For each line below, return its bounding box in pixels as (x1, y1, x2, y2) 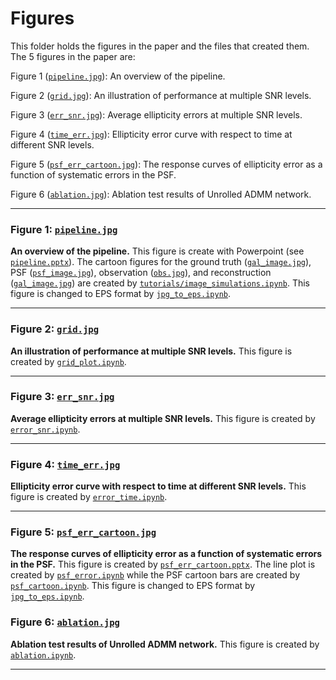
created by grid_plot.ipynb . (10, 355, 127, 367)
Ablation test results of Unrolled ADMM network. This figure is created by (10, 638, 320, 650)
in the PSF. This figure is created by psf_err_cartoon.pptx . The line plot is (10, 558, 316, 571)
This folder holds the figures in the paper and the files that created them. (10, 40, 310, 52)
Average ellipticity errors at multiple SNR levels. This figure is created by (10, 412, 316, 424)
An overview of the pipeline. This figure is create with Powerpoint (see (10, 245, 305, 257)
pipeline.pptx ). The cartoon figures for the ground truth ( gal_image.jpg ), (10, 256, 312, 268)
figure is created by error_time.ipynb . (10, 491, 168, 503)
